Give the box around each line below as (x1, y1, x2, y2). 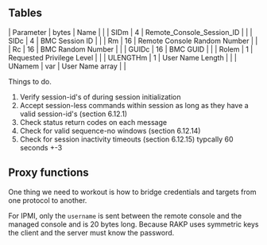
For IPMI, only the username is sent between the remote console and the (8, 211, 242, 220)
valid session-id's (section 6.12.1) (19, 109, 128, 119)
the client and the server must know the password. (8, 227, 175, 237)
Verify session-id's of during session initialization (19, 91, 181, 102)
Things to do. (8, 76, 52, 86)
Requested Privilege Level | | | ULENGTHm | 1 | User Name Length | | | (8, 52, 237, 62)
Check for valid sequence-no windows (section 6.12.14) (19, 126, 201, 135)
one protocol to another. (8, 195, 87, 205)
